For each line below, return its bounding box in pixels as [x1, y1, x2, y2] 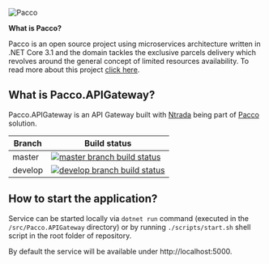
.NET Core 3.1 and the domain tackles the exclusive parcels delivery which [8, 48, 257, 57]
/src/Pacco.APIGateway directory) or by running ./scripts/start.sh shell [8, 222, 251, 232]
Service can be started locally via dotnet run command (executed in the [8, 213, 250, 223]
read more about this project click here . [8, 65, 140, 75]
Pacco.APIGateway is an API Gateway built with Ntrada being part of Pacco [8, 109, 259, 119]
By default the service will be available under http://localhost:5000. [8, 246, 233, 256]
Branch [13, 138, 42, 149]
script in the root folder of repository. [8, 231, 132, 241]
